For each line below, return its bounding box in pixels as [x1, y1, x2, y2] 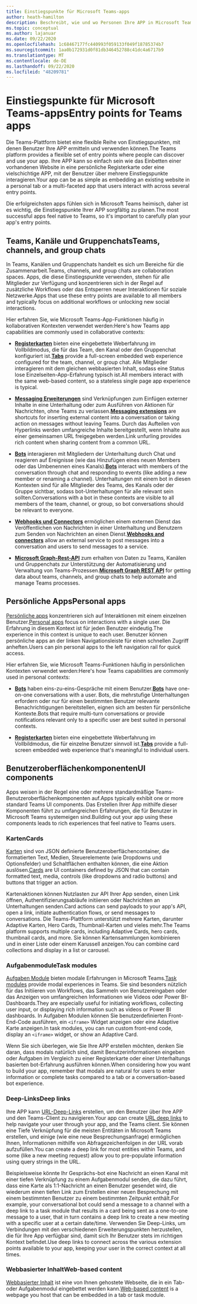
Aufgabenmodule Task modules [6, 961, 97, 969]
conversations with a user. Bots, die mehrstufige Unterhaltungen [33, 691, 189, 698]
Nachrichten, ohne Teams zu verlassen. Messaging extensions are [14, 407, 176, 414]
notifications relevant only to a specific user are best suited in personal [14, 716, 186, 723]
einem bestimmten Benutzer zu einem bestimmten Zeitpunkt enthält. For [6, 1194, 179, 1202]
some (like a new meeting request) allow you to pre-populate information [6, 1152, 182, 1159]
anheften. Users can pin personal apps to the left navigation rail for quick [6, 643, 181, 651]
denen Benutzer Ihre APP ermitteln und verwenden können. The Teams [6, 145, 176, 152]
